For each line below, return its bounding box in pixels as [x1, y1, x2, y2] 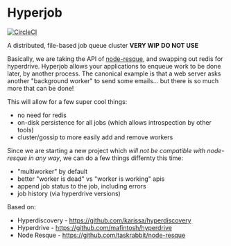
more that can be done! [7, 84, 74, 92]
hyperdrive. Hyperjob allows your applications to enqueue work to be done [7, 62, 221, 70]
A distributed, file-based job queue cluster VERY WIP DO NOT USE [7, 41, 199, 49]
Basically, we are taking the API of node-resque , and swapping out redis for [7, 54, 223, 63]
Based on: [7, 202, 36, 211]
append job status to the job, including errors [17, 182, 147, 190]
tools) [17, 125, 34, 134]
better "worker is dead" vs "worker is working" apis [17, 175, 165, 183]
